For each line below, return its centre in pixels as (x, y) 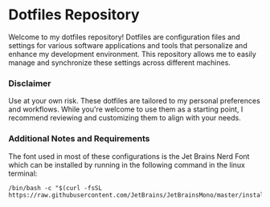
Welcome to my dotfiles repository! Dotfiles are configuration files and (124, 37)
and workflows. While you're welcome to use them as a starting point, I (126, 109)
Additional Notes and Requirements (79, 139)
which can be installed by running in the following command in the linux (127, 164)
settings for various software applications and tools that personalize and (128, 45)
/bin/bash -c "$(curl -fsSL (55, 188)
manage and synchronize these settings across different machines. (120, 63)
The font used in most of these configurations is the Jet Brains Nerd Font (129, 156)
